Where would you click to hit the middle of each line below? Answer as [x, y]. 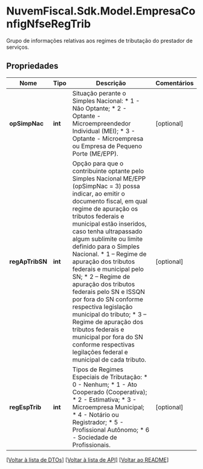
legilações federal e [100, 352]
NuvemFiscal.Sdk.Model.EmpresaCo [101, 11]
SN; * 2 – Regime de [101, 276]
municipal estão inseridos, [109, 223]
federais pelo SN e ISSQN [108, 292]
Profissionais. [91, 445]
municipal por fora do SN [108, 337]
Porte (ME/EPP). [95, 153]
